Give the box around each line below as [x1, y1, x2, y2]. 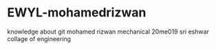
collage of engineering [7, 34, 71, 42]
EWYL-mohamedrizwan [7, 5, 147, 21]
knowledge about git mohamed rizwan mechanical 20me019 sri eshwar [7, 27, 210, 36]
